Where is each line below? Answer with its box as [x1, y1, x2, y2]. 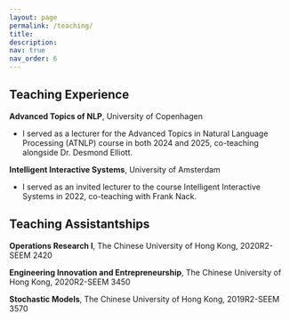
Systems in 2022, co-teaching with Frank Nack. [21, 190, 197, 201]
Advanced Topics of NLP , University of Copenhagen [9, 110, 203, 121]
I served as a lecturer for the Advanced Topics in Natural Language [21, 128, 269, 139]
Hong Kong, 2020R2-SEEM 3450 [9, 277, 131, 287]
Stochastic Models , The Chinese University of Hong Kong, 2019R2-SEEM [9, 293, 280, 304]
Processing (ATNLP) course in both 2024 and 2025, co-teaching [21, 137, 260, 148]
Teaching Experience [9, 87, 130, 102]
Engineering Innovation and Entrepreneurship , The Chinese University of [9, 267, 282, 277]
